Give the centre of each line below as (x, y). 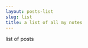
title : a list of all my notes (44, 22)
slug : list (19, 17)
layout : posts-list (30, 11)
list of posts (20, 39)
